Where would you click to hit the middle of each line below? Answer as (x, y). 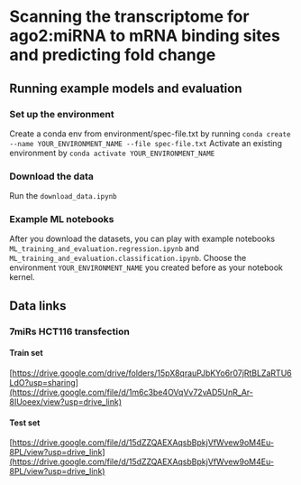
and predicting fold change (113, 55)
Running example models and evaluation (126, 88)
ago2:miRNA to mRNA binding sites (145, 36)
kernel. (22, 277)
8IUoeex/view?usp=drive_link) (66, 401)
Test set (25, 423)
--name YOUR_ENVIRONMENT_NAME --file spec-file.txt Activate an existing (146, 143)
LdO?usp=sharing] (44, 382)
